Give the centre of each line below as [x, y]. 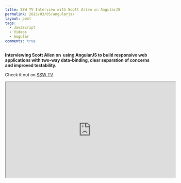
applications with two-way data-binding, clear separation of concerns [77, 60]
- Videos [18, 32]
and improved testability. [31, 65]
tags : [10, 23]
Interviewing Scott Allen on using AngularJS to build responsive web [76, 55]
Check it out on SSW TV [29, 75]
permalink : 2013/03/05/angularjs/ [40, 14]
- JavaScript [23, 28]
